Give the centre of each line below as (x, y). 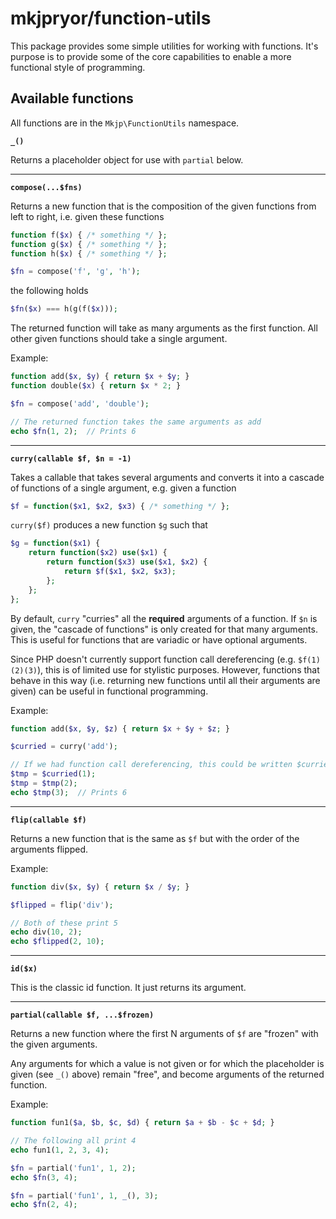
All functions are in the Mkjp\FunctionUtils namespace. (125, 123)
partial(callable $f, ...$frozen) (82, 1015)
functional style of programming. (78, 67)
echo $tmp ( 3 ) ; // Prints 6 (69, 792)
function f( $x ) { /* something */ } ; (89, 235)
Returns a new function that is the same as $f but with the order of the (155, 838)
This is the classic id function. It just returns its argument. (128, 988)
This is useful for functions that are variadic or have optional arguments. (159, 639)
